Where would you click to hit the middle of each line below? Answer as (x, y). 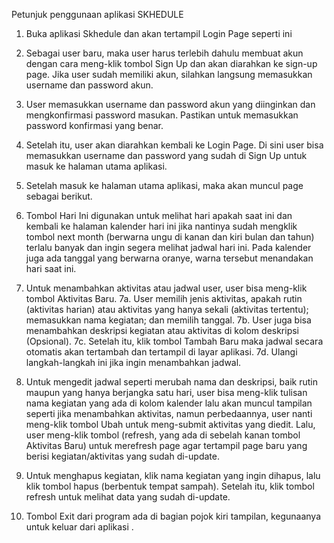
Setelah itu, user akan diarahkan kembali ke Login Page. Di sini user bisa (174, 145)
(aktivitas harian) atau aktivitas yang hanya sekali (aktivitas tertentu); (167, 309)
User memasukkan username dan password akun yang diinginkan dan (170, 104)
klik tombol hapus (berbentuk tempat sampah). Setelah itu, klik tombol (170, 486)
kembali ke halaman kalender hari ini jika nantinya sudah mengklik (161, 226)
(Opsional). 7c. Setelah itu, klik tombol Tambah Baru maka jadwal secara (174, 341)
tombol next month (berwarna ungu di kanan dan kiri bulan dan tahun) (170, 237)
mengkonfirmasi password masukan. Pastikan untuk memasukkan (162, 115)
